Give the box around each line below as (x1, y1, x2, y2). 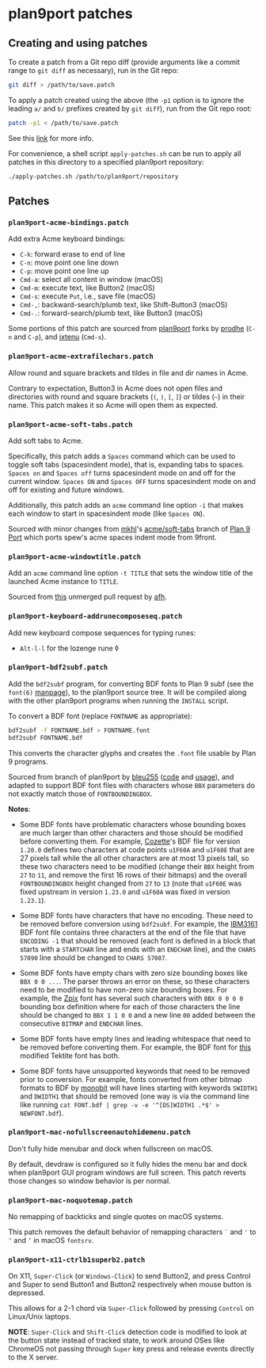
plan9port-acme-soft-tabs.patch (8, 420, 133, 429)
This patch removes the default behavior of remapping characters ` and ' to (8, 1227, 256, 1237)
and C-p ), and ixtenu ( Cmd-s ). (13, 332, 107, 341)
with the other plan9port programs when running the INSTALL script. (8, 695, 230, 705)
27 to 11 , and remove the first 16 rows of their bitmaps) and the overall (19, 870, 248, 879)
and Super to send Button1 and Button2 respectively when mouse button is (8, 1280, 252, 1290)
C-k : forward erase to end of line (19, 250, 125, 259)
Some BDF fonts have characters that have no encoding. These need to (19, 910, 253, 920)
